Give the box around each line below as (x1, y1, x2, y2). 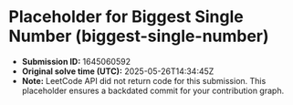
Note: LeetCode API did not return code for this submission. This (21, 75, 267, 86)
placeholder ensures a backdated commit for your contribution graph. (21, 85, 285, 96)
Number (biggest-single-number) (8, 26, 270, 47)
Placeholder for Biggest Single (8, 6, 244, 27)
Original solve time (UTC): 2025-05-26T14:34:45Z (21, 66, 215, 77)
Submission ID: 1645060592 (21, 56, 131, 67)
